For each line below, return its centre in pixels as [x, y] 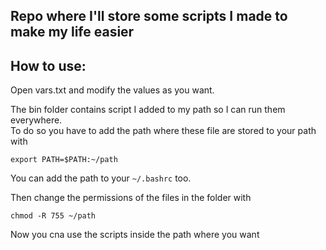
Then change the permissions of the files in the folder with [131, 198]
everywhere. [36, 120]
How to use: [48, 65]
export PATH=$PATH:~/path [64, 160]
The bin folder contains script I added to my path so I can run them [148, 110]
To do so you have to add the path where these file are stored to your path [163, 131]
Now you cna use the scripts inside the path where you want [135, 235]
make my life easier [72, 32]
